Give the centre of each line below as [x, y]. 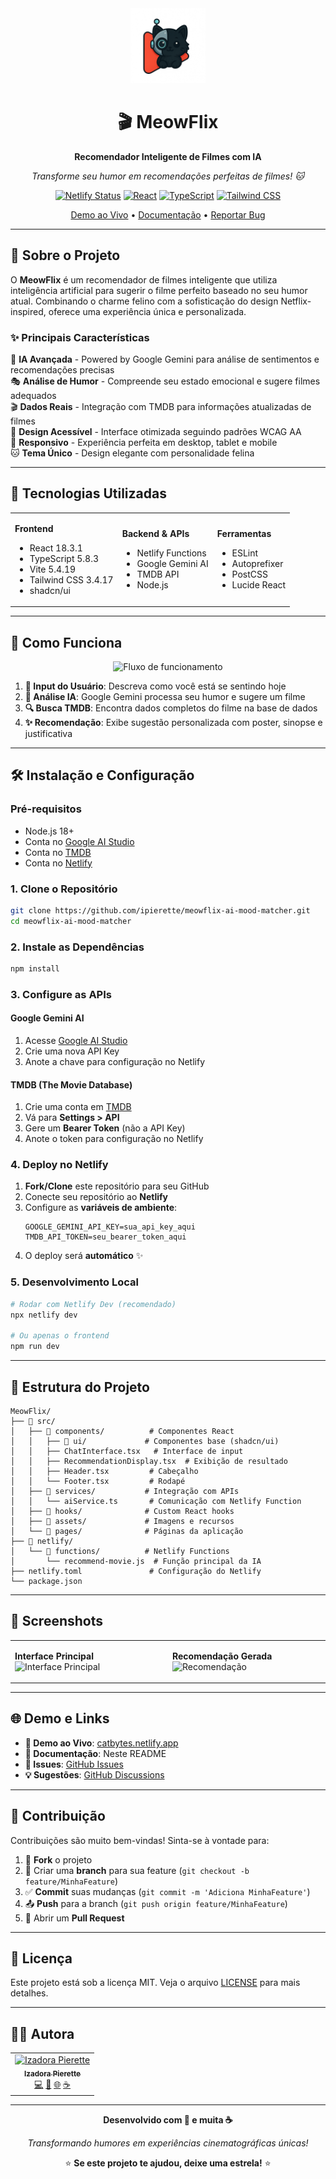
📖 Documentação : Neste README [95, 1753]
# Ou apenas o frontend [60, 1336]
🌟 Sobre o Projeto [65, 255]
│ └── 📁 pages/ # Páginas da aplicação [127, 1531]
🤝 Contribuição [58, 1816]
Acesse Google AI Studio [76, 1040]
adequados [33, 396]
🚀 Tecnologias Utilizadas [88, 493]
